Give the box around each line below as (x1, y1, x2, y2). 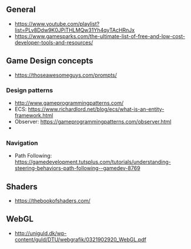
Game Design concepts (6, 56, 93, 66)
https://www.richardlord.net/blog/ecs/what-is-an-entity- (28, 105, 165, 112)
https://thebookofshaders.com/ (14, 197, 91, 204)
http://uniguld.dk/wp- (14, 230, 67, 237)
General (6, 5, 36, 15)
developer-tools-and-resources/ (14, 39, 93, 46)
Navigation (6, 139, 38, 147)
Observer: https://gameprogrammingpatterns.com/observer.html (14, 118, 172, 125)
